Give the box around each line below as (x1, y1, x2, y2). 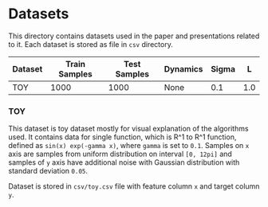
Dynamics (164, 63, 203, 74)
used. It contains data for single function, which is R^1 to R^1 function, (8, 132, 237, 142)
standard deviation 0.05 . (8, 166, 88, 176)
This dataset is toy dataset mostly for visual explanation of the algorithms (8, 124, 249, 134)
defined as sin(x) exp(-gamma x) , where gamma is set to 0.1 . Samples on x (8, 141, 250, 150)
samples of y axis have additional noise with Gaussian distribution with (8, 158, 240, 167)
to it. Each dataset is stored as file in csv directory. (8, 39, 173, 49)
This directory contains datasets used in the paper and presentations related (8, 31, 260, 41)
